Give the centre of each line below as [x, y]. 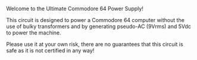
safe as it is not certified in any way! [50, 50]
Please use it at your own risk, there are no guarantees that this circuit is [95, 44]
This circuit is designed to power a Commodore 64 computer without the [95, 20]
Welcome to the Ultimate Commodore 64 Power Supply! [75, 9]
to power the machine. [34, 33]
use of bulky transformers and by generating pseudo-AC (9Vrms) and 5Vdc [99, 26]
